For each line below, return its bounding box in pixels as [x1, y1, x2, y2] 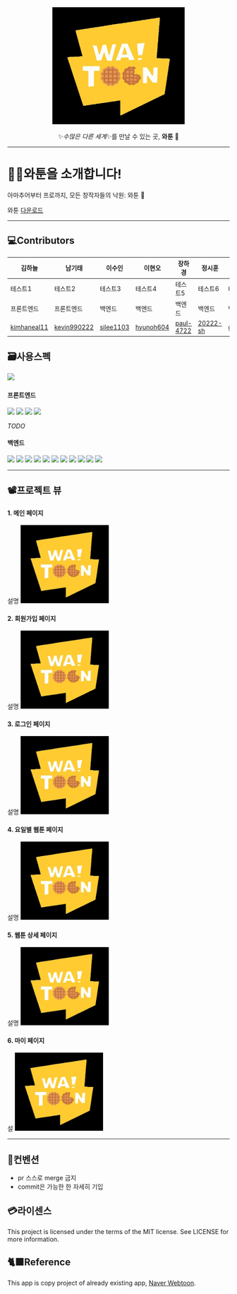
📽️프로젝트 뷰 [7, 485, 62, 497]
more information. [7, 1235, 59, 1243]
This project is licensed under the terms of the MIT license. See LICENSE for [7, 1227, 229, 1235]
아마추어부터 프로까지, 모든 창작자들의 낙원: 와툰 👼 [7, 191, 145, 200]
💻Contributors [7, 235, 75, 247]
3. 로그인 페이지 [7, 720, 51, 728]
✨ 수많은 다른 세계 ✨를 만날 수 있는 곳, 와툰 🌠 [58, 132, 179, 141]
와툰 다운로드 [7, 206, 44, 215]
